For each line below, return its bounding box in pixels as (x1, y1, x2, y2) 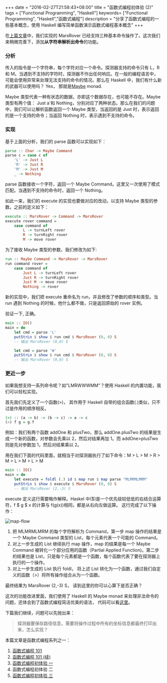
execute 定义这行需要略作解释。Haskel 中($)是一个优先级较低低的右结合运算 (5, 496, 162, 502)
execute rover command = (5, 218, 57, 224)
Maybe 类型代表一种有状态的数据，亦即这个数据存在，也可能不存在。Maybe (5, 94, 161, 100)
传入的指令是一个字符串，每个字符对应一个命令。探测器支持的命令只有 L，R (5, 65, 160, 71)
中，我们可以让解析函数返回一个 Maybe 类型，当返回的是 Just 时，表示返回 (5, 106, 159, 112)
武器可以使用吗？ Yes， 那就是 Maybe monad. (9, 84, 103, 89)
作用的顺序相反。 (13, 405, 49, 411)
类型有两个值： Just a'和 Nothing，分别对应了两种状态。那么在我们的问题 (5, 100, 156, 106)
